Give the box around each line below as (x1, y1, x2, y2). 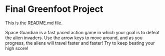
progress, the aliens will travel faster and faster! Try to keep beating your (5, 40, 155, 46)
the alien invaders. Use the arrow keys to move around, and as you (5, 35, 143, 41)
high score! (5, 45, 28, 51)
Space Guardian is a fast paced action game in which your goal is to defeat (5, 29, 160, 35)
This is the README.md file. (5, 20, 62, 26)
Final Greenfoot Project (5, 3, 103, 15)
